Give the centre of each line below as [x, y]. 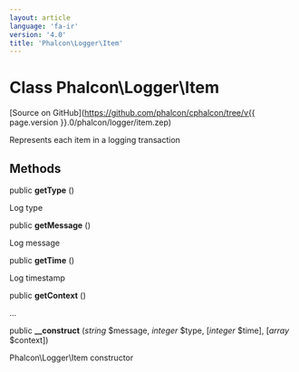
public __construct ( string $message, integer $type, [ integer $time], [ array [149, 330]
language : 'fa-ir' [44, 26]
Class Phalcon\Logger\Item [115, 88]
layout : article [40, 18]
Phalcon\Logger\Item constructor [72, 358]
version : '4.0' [38, 34]
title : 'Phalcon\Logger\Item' [67, 43]
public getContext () [48, 296]
